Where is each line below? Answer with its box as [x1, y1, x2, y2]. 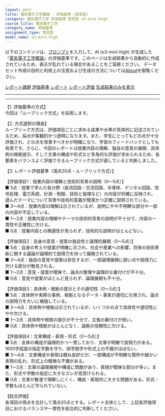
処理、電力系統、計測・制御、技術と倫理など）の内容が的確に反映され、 [9, 190, 156, 196]
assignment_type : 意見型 [5, 30, 54, 35]
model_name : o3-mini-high [5, 35, 58, 40]
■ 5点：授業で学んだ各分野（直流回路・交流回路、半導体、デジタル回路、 [5, 185, 155, 190]
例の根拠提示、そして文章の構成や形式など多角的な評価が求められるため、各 [5, 151, 160, 157]
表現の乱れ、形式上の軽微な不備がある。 [5, 358, 87, 364]
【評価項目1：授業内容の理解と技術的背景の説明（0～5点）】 [5, 178, 126, 184]
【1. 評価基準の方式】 [5, 104, 48, 110]
